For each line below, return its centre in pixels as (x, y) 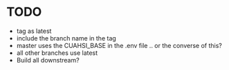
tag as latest (34, 31)
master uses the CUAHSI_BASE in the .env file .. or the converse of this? (119, 45)
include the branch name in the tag (66, 38)
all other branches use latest (57, 53)
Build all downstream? (48, 60)
